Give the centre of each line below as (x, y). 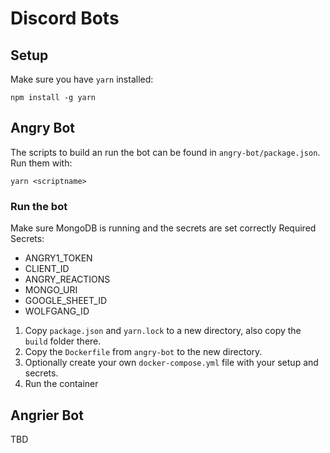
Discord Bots (65, 18)
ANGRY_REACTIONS (67, 279)
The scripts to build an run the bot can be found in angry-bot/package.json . (165, 152)
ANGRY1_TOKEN (58, 258)
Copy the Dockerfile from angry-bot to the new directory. (143, 352)
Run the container (61, 384)
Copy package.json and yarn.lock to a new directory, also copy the (163, 331)
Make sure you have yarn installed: (82, 79)
